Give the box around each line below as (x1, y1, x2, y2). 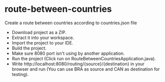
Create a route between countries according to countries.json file (4, 20, 137, 26)
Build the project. (11, 45, 47, 51)
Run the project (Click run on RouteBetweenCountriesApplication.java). (11, 55, 156, 61)
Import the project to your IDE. (11, 40, 73, 45)
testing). (11, 71, 29, 77)
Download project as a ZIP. (11, 29, 67, 35)
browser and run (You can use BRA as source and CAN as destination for (11, 66, 160, 72)
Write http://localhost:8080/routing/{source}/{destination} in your (11, 61, 145, 67)
